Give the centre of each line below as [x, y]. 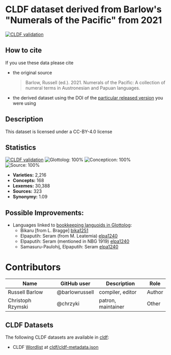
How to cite [24, 50]
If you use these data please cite [39, 63]
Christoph [20, 300]
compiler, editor [118, 292]
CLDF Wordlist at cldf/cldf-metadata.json [55, 347]
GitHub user [75, 284]
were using [24, 103]
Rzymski [18, 307]
